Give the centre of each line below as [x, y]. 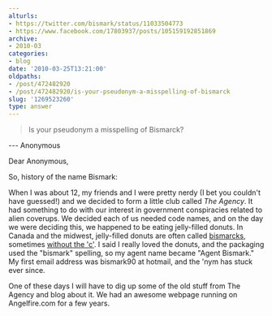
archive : [23, 39]
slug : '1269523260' [41, 99]
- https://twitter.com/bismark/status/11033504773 [96, 24]
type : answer [30, 106]
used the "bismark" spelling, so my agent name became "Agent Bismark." [131, 253]
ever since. [27, 271]
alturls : [23, 16]
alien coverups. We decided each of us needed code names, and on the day [136, 219]
